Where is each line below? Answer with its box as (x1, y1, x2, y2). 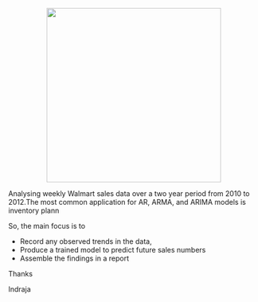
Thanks (8, 269, 33, 278)
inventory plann (8, 206, 60, 215)
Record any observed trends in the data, (19, 237, 153, 246)
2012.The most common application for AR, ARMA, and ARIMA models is (8, 198, 247, 206)
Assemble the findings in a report (19, 253, 130, 263)
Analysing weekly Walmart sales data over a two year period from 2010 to (8, 189, 250, 198)
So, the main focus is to (8, 222, 86, 230)
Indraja (8, 284, 31, 294)
